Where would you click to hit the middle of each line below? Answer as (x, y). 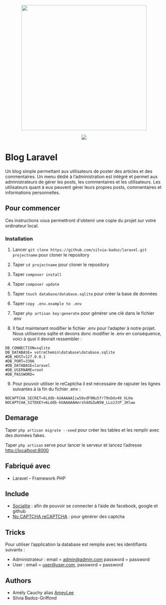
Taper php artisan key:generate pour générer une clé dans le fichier (83, 313)
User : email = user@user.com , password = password (68, 565)
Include (17, 494)
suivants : (15, 550)
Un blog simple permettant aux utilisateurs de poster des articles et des (79, 171)
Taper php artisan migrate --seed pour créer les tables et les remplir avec (82, 430)
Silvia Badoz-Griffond (34, 598)
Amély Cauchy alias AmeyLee (43, 593)
